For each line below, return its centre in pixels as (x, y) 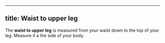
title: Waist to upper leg (41, 18)
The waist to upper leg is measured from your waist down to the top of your (82, 30)
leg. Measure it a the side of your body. (45, 35)
